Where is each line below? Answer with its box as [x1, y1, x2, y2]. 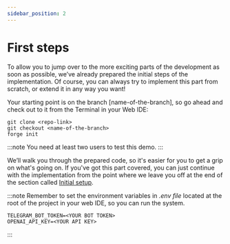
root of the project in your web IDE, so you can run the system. [7, 199, 185, 207]
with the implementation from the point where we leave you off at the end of [7, 170, 223, 179]
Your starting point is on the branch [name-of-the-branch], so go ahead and [7, 98, 223, 106]
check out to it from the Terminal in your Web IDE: [7, 105, 149, 114]
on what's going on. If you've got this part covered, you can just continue [7, 163, 215, 172]
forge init [7, 130, 39, 138]
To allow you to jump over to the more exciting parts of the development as [7, 63, 220, 71]
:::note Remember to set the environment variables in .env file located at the [7, 191, 222, 200]
